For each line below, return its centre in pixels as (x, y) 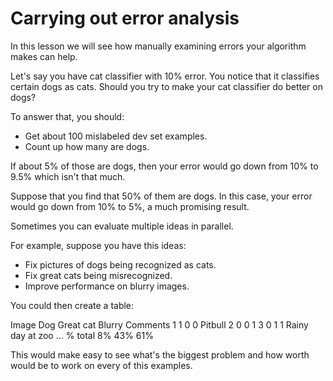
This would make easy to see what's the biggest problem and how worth (160, 354)
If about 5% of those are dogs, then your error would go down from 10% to (164, 166)
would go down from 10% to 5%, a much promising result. (130, 206)
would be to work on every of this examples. (101, 365)
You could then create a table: (72, 305)
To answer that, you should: (67, 116)
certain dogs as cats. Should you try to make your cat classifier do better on (166, 86)
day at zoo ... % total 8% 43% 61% (82, 335)
